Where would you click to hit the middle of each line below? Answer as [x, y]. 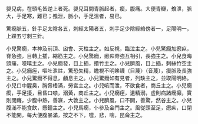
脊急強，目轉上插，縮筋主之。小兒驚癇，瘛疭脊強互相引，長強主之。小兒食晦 [99, 56]
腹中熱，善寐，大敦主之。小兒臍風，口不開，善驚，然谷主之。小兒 [112, 100]
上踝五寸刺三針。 [27, 36]
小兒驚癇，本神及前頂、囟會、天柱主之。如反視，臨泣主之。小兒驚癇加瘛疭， [99, 48]
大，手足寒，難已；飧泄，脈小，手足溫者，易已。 [65, 16]
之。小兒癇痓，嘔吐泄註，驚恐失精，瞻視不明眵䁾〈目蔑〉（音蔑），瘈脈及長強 [99, 71]
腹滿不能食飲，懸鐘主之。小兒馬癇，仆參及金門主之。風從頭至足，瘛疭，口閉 [99, 107]
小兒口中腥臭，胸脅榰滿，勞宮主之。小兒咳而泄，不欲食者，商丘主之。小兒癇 [99, 85]
